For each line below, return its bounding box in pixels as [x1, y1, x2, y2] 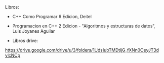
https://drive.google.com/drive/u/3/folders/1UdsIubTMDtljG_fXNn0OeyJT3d [5, 47, 159, 53]
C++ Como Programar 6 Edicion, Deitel [12, 14, 92, 19]
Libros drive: [12, 38, 38, 43]
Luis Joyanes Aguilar [12, 28, 55, 34]
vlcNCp [5, 52, 21, 58]
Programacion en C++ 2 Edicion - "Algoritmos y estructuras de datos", [12, 23, 156, 29]
